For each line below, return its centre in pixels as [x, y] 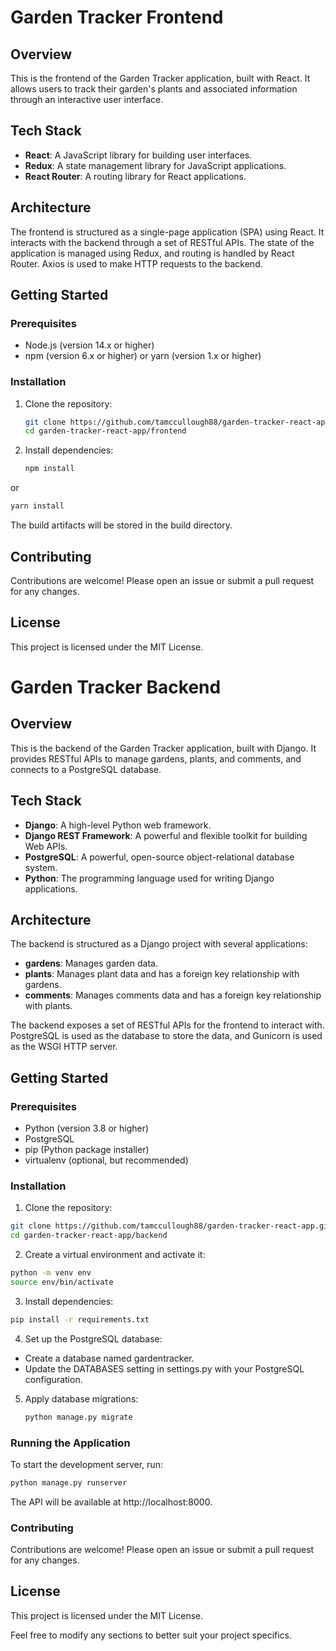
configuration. [53, 1379]
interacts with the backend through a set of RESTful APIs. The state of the [162, 242]
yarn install [37, 506]
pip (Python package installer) [87, 1150]
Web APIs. [46, 846]
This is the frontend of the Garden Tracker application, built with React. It [160, 78]
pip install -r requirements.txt [80, 1319]
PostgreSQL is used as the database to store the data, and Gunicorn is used [166, 1036]
